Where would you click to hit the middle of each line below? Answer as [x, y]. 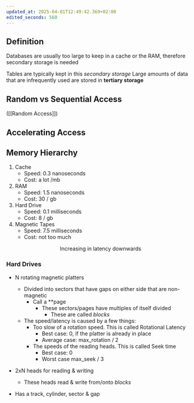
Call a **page [49, 302]
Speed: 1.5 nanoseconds [54, 193]
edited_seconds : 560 [32, 17]
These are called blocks [80, 314]
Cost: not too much [48, 237]
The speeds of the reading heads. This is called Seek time [104, 346]
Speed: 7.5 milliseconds [53, 231]
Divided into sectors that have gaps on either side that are [95, 289]
